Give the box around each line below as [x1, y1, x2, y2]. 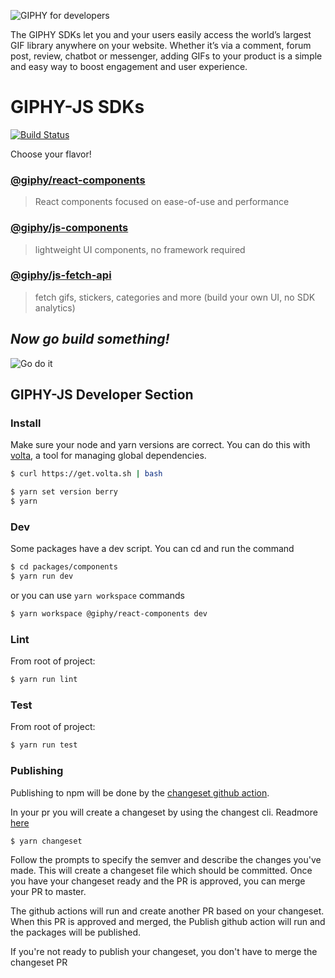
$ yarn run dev [10, 571, 74, 582]
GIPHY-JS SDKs [10, 96, 145, 119]
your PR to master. [10, 886, 87, 898]
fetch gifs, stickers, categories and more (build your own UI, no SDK [34, 291, 316, 303]
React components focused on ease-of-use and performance [34, 196, 290, 208]
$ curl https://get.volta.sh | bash [10, 469, 163, 479]
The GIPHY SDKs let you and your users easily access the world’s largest [10, 29, 312, 40]
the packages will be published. [10, 926, 142, 939]
